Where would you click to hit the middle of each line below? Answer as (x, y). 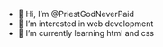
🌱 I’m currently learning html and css (86, 33)
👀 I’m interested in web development (86, 23)
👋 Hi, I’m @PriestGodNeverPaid (76, 14)
